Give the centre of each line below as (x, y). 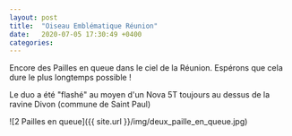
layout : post (34, 17)
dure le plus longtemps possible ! (70, 78)
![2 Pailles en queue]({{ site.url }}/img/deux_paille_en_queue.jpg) (129, 122)
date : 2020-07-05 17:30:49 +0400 (76, 34)
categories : (31, 42)
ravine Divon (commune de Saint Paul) (80, 105)
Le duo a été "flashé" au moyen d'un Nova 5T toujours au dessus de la (140, 95)
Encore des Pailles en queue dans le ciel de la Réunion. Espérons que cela (146, 68)
